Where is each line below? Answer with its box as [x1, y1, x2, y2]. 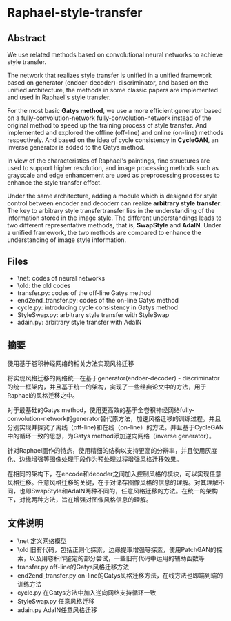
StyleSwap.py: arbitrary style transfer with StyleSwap [17, 310, 170, 318]
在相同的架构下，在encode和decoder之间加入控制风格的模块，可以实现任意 [7, 469, 222, 478]
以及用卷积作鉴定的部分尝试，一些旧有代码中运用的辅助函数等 [29, 554, 205, 562]
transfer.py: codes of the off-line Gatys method [17, 288, 152, 297]
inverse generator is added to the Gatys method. [7, 143, 145, 151]
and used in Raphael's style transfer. [7, 93, 111, 101]
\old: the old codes [17, 281, 71, 289]
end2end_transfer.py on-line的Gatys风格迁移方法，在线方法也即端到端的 [17, 571, 223, 580]
